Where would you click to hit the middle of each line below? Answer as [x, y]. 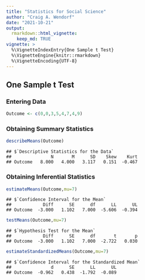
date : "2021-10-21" [30, 22]
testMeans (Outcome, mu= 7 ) [36, 220]
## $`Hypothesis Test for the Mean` [51, 231]
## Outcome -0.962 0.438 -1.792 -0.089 [61, 273]
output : [16, 28]
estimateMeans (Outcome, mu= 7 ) [42, 189]
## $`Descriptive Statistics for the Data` [60, 152]
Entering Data [26, 101]
